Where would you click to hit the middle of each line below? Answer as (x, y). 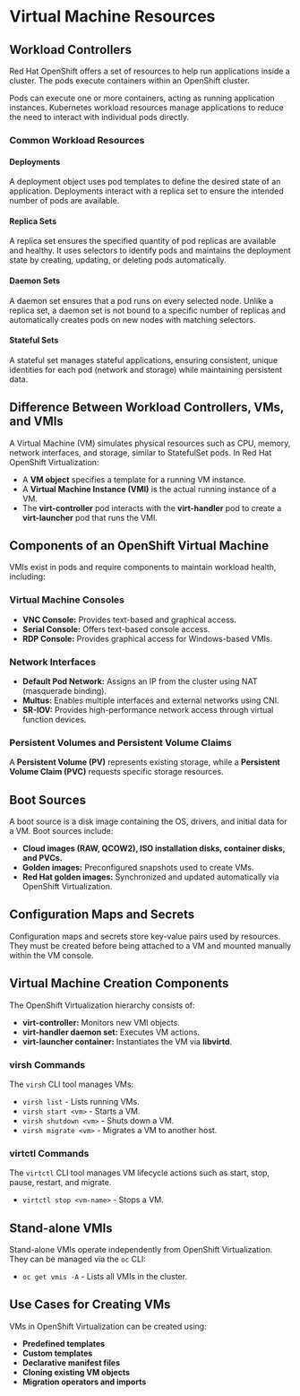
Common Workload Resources (77, 140)
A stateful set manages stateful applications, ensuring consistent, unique (144, 360)
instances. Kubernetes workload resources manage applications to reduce (146, 108)
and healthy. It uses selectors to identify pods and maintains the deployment (150, 251)
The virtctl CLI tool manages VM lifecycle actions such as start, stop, (140, 1173)
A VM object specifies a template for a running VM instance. (134, 479)
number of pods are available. (64, 201)
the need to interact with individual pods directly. (99, 117)
